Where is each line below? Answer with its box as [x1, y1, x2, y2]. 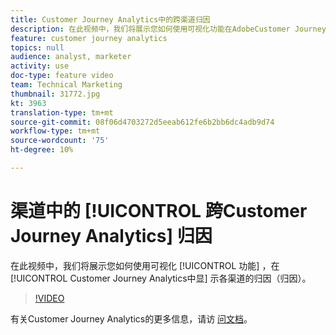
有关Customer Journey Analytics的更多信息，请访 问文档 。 [10, 312, 253, 325]
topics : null [10, 42, 65, 53]
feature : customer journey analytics [10, 33, 168, 43]
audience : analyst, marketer [10, 52, 132, 62]
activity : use [10, 61, 70, 71]
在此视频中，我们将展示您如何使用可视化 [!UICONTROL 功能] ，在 [10, 259, 280, 271]
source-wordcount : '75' [10, 136, 110, 146]
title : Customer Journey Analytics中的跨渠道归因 [10, 14, 211, 25]
